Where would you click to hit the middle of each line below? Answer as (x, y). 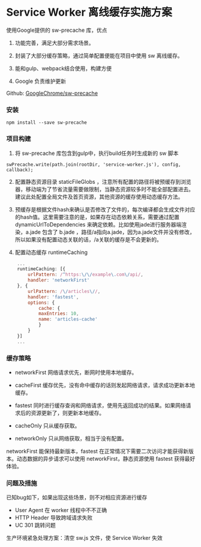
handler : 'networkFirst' (59, 280)
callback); (20, 170)
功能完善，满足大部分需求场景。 (54, 43)
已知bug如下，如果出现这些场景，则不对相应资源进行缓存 (77, 497)
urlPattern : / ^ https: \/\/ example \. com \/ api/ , (86, 275)
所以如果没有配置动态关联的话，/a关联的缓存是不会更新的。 (88, 239)
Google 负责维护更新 (40, 81)
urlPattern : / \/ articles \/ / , (64, 291)
